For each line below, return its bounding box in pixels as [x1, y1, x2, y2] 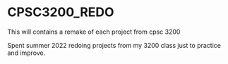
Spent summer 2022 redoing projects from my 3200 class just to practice [7, 41, 221, 49]
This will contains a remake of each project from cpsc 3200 [7, 27, 181, 36]
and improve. [7, 49, 46, 57]
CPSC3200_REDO [7, 4, 114, 20]
